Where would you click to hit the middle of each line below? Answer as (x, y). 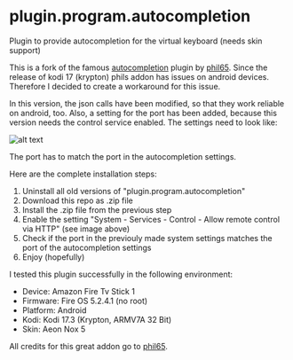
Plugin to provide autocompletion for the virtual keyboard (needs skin (136, 41)
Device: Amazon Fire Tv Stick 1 (79, 291)
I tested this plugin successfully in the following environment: (121, 274)
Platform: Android (54, 310)
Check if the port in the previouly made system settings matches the (147, 238)
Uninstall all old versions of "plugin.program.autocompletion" (134, 191)
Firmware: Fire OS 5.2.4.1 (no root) (85, 301)
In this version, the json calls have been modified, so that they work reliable (147, 103)
